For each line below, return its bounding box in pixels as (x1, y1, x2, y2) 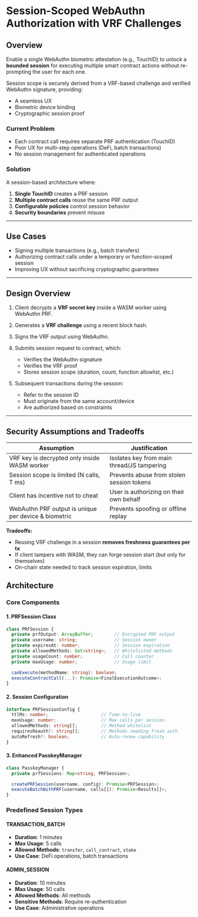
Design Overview (6, 288, 71, 298)
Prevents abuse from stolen (109, 471, 186, 479)
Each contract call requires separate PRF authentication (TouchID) (14, 138, 176, 145)
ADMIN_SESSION (6, 866, 49, 873)
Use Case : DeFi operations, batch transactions (14, 853, 128, 860)
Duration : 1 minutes (14, 834, 63, 841)
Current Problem (6, 124, 55, 133)
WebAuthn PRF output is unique (9, 505, 97, 513)
